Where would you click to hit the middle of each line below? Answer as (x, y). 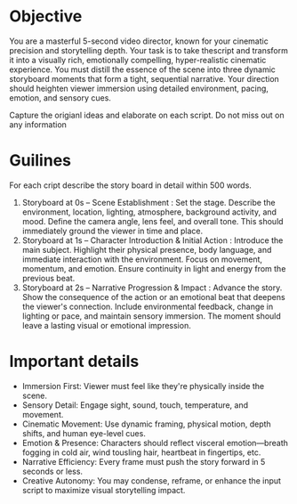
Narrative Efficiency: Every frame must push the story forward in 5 (144, 461)
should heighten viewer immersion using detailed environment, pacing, (139, 88)
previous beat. (48, 278)
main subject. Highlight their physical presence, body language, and (147, 249)
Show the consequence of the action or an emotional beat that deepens (154, 297)
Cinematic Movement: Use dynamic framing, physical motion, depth (146, 424)
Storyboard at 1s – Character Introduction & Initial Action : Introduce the (153, 240)
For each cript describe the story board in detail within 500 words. (130, 185)
